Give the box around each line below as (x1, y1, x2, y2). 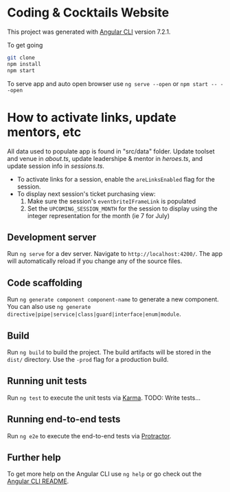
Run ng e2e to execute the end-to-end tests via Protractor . (7, 431, 172, 440)
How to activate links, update (7, 109, 176, 125)
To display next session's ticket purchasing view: (16, 189, 156, 197)
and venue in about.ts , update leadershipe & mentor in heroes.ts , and (7, 154, 203, 162)
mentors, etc (7, 124, 82, 140)
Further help (7, 451, 62, 463)
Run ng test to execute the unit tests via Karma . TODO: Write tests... (7, 394, 201, 402)
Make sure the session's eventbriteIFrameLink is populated (27, 197, 196, 205)
